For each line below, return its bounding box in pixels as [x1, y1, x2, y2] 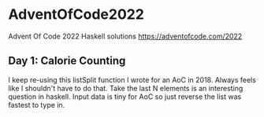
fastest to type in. [8, 100, 65, 109]
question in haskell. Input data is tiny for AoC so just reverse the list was [8, 92, 242, 101]
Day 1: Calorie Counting [8, 54, 126, 68]
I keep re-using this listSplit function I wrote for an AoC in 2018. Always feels [8, 75, 256, 84]
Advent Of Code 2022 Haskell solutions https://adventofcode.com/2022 [8, 31, 243, 41]
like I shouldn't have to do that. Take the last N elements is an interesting [8, 83, 244, 93]
